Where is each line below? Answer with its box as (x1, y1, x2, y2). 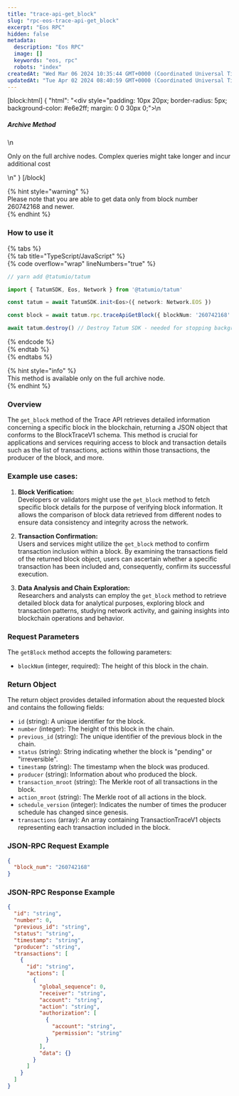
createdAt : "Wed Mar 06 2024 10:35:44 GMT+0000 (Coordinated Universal (7, 70, 224, 77)
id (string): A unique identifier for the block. (17, 717, 146, 726)
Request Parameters (7, 631, 80, 641)
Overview (7, 399, 42, 409)
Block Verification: (17, 487, 75, 496)
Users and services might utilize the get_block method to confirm (17, 539, 210, 548)
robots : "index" (14, 64, 62, 71)
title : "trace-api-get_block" (7, 10, 97, 18)
